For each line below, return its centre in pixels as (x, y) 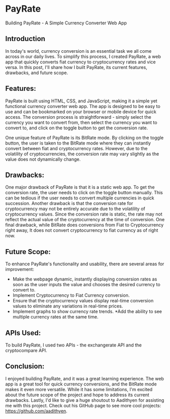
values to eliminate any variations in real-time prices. (68, 306)
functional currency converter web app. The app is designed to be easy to (83, 106)
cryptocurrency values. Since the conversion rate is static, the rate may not (84, 214)
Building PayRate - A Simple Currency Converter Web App (66, 23)
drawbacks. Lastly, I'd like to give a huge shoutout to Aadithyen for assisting (85, 400)
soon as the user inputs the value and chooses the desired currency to (87, 285)
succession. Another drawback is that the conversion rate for (69, 203)
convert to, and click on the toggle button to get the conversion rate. (77, 128)
